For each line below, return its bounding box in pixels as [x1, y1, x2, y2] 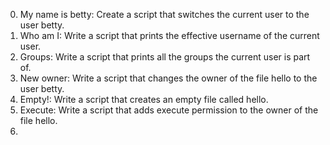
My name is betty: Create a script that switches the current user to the [19, 9, 310, 20]
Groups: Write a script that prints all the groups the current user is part [19, 51, 311, 63]
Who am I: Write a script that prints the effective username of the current [19, 30, 320, 41]
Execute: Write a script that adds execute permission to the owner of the [19, 104, 319, 116]
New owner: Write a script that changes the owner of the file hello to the [19, 72, 318, 84]
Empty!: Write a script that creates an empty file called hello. [19, 94, 269, 105]
